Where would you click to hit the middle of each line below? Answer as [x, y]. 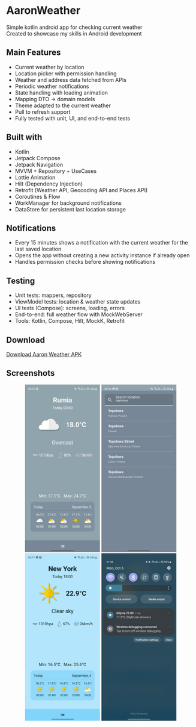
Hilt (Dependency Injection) [49, 184]
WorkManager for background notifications [68, 203]
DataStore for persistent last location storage [70, 209]
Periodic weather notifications [52, 86]
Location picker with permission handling [66, 73]
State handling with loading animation [61, 92]
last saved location [38, 249]
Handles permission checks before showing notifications [85, 262]
